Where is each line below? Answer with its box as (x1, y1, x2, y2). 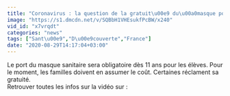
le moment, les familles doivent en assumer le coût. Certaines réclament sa (7, 68, 219, 76)
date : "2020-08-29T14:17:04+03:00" (7, 42, 109, 49)
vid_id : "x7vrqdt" (7, 23, 60, 29)
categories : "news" (7, 29, 63, 36)
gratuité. (7, 75, 31, 83)
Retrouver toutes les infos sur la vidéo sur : (7, 83, 128, 91)
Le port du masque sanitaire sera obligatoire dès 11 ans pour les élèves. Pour (7, 61, 223, 69)
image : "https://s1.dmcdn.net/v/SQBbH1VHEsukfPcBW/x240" (7, 16, 173, 23)
